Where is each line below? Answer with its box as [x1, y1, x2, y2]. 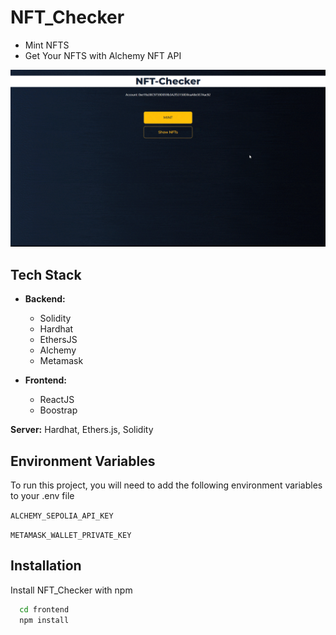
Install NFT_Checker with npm [10, 584, 133, 596]
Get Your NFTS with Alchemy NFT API [24, 49, 182, 61]
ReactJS [39, 394, 75, 406]
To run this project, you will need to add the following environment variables [10, 479, 323, 491]
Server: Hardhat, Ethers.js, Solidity [10, 424, 154, 436]
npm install [19, 615, 70, 625]
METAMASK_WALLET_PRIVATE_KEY [10, 531, 132, 541]
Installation [10, 557, 82, 575]
